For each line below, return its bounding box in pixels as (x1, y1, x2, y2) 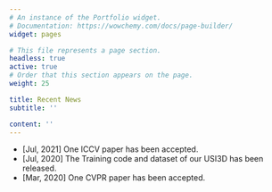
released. (21, 163, 57, 174)
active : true (9, 63, 58, 71)
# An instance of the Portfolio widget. (9, 13, 162, 22)
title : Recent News (9, 95, 82, 104)
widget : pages (9, 29, 62, 38)
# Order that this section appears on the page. (9, 71, 194, 80)
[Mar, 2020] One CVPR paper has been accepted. (21, 172, 206, 183)
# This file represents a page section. (9, 46, 162, 54)
